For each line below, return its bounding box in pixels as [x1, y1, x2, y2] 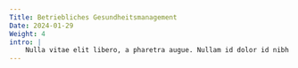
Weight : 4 [9, 29, 46, 38]
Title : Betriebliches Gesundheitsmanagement [9, 12, 178, 22]
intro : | [9, 37, 42, 47]
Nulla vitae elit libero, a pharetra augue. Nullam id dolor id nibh [25, 46, 290, 55]
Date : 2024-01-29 [9, 21, 74, 30]
